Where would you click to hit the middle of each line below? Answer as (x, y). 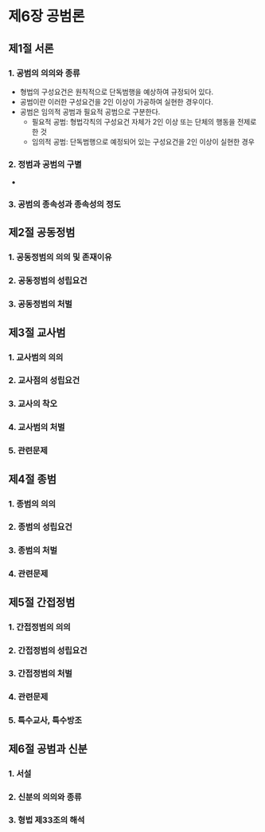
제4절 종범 (33, 479)
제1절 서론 (31, 48)
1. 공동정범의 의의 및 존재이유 (60, 258)
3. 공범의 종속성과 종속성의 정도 (65, 204)
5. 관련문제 (28, 451)
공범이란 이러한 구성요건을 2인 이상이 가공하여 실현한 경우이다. (116, 101)
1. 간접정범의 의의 (40, 627)
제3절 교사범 (37, 332)
